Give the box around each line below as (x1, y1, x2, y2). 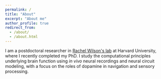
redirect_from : (5, 25, 36, 30)
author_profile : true (5, 20, 49, 26)
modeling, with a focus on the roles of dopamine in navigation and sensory (5, 63, 155, 69)
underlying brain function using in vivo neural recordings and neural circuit (5, 58, 155, 64)
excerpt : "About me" (5, 16, 47, 21)
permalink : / (5, 7, 32, 12)
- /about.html (9, 35, 38, 39)
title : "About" (5, 12, 36, 17)
